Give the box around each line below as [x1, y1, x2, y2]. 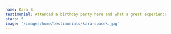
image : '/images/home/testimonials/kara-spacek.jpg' [5, 21, 120, 26]
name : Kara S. [5, 7, 36, 12]
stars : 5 [5, 16, 24, 21]
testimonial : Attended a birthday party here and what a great [5, 12, 142, 17]
